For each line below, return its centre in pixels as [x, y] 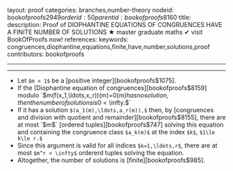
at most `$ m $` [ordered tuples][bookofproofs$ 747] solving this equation [120, 125]
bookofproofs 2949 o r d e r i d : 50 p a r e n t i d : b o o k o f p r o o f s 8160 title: [99, 17]
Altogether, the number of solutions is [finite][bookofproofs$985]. [111, 160]
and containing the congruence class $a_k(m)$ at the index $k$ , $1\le [116, 132]
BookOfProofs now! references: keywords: [68, 39]
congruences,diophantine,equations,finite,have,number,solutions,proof [109, 47]
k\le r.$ [30, 138]
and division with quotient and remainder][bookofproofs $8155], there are [121, 117]
